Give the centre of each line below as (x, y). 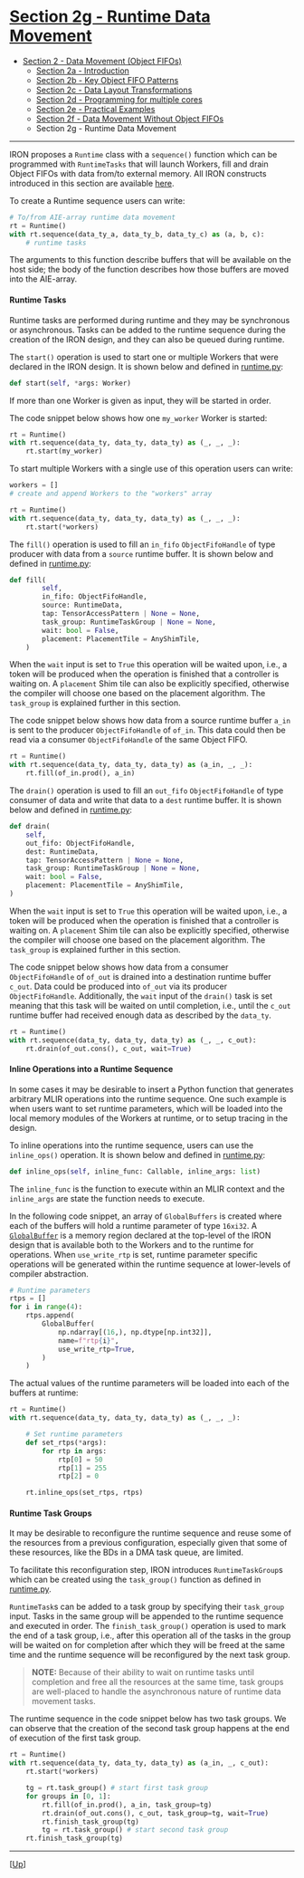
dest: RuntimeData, (62, 852)
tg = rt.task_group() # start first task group (117, 1788)
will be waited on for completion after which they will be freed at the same (147, 1645)
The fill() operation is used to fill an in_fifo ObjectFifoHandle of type (142, 544)
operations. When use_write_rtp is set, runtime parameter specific (133, 1254)
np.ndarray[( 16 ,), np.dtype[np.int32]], (135, 1332)
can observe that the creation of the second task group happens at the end (149, 1729)
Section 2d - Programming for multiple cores (119, 99)
